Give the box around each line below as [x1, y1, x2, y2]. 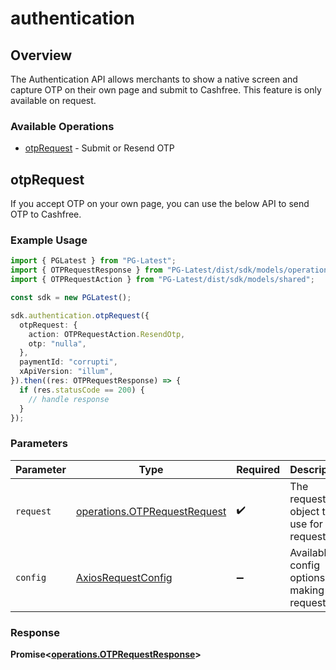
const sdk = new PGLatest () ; [10, 293, 132, 303]
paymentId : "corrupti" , [19, 357, 118, 367]
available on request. [10, 95, 97, 106]
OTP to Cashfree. [10, 208, 82, 221]
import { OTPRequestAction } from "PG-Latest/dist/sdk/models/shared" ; [10, 275, 315, 285]
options [289, 570, 326, 584]
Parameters [10, 437, 68, 451]
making [289, 583, 325, 597]
